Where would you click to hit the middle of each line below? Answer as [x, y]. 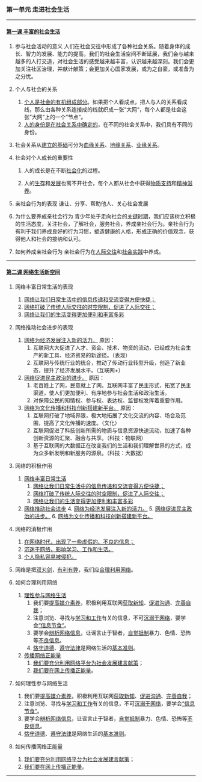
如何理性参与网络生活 [41, 683]
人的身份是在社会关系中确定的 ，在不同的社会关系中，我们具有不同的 [108, 124]
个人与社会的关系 [36, 89]
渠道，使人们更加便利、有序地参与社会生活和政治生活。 [101, 393]
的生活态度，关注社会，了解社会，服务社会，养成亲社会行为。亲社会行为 [104, 223]
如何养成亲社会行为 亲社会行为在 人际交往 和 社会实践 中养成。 [89, 252]
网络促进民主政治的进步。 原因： [64, 377]
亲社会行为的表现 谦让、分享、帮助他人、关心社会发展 [81, 203]
